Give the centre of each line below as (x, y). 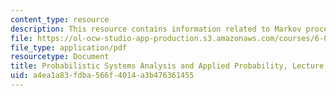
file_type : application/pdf (69, 47)
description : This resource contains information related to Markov (156, 29)
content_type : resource (60, 19)
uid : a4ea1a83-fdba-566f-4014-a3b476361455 (102, 76)
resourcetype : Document (60, 57)
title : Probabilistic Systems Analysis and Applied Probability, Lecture (167, 66)
